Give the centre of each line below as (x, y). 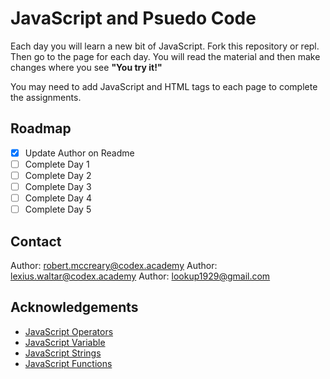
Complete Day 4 (58, 198)
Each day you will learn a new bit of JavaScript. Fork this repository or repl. (165, 46)
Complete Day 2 (58, 175)
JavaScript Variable (65, 342)
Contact (36, 241)
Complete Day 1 (57, 164)
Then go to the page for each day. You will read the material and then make (165, 56)
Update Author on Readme (79, 153)
